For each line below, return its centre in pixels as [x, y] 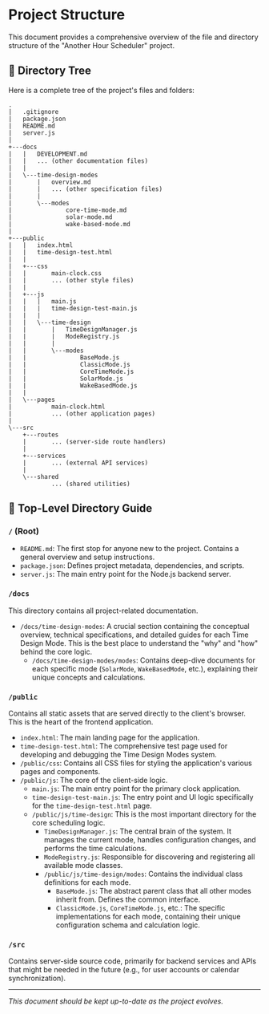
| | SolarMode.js [66, 379]
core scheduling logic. [68, 823]
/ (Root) [24, 531]
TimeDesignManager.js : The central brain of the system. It [138, 831]
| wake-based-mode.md [69, 224]
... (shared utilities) [90, 484]
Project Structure [67, 15]
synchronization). [37, 978]
